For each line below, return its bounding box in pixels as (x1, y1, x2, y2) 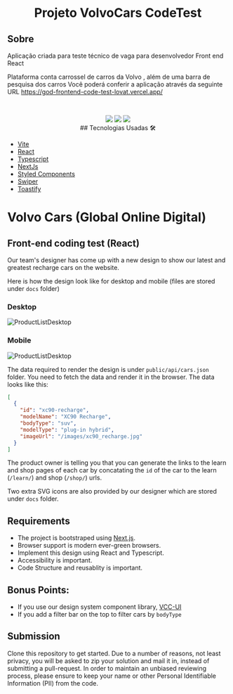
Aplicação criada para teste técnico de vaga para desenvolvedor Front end (7, 51, 224, 60)
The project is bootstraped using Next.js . (17, 534, 135, 542)
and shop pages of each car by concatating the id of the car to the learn (7, 466, 217, 475)
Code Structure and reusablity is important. (17, 564, 142, 572)
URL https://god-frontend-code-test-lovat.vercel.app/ (7, 88, 164, 96)
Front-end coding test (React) (7, 237, 140, 249)
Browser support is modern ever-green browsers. (17, 541, 161, 550)
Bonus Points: (7, 584, 70, 596)
